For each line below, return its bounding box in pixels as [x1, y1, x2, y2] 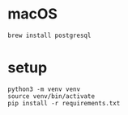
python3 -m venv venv [7, 85, 81, 93]
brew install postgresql [7, 31, 92, 39]
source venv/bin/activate [7, 92, 95, 101]
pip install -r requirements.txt [7, 99, 121, 107]
